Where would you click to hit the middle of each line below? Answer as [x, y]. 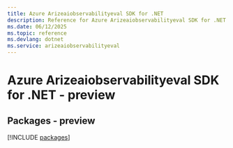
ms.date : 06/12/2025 [37, 26]
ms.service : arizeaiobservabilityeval [63, 46]
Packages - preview [51, 121]
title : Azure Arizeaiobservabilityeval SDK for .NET [85, 14]
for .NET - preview [61, 95]
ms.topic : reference [37, 33]
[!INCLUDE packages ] [39, 137]
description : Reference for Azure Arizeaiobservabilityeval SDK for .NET [117, 20]
